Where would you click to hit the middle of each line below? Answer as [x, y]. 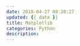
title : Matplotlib [29, 23]
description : [23, 34]
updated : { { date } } [32, 17]
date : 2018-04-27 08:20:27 [40, 12]
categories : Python [31, 28]
